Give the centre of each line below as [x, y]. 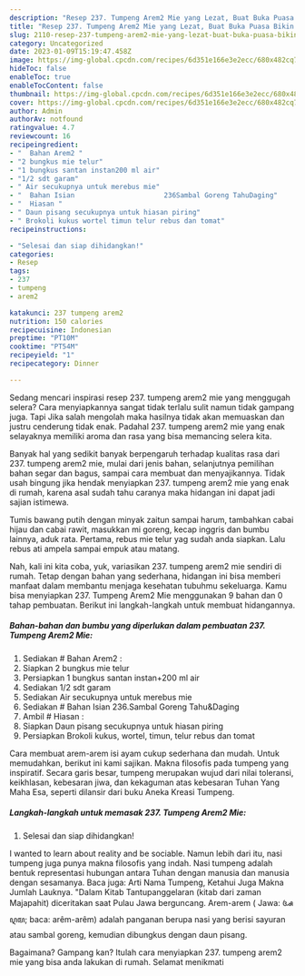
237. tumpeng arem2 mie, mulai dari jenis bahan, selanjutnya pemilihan [142, 463]
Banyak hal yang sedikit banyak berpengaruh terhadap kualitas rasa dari [144, 453]
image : [22, 60]
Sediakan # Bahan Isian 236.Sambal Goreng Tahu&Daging [131, 707]
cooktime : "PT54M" [44, 347]
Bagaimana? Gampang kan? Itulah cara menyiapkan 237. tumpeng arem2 [146, 952]
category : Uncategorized [56, 43]
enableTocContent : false [56, 86]
